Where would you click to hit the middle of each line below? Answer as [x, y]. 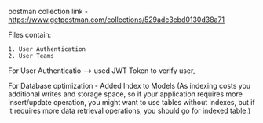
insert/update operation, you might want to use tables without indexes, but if [131, 102]
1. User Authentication [47, 49]
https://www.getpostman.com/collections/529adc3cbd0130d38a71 [117, 20]
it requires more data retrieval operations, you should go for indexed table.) [130, 110]
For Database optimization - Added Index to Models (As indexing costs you [130, 86]
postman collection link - [48, 11]
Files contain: [30, 35]
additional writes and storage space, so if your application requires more [126, 94]
